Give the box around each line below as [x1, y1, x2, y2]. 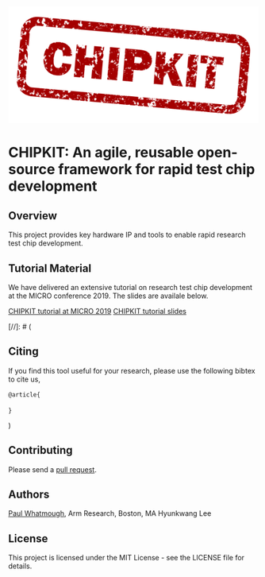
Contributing [8, 443, 73, 457]
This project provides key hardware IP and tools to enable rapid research [8, 230, 246, 240]
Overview [8, 209, 58, 223]
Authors [8, 488, 50, 501]
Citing [8, 345, 39, 358]
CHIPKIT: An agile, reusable [8, 144, 194, 161]
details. [8, 561, 33, 571]
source [8, 161, 56, 179]
